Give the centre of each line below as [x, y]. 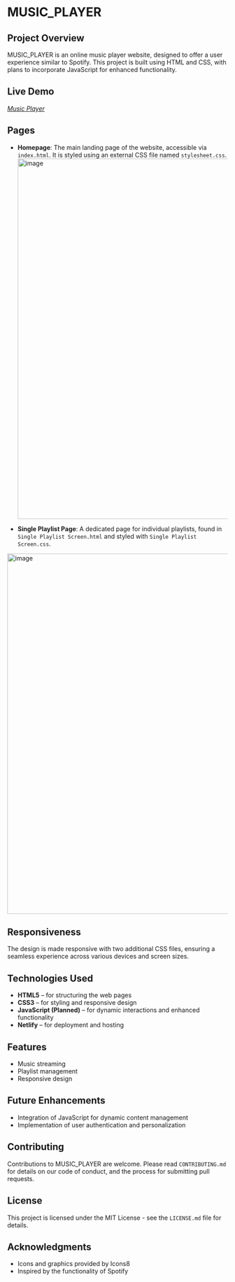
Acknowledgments [50, 1247]
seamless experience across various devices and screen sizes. [98, 957]
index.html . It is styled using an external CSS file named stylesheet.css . [122, 155]
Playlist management [48, 1071]
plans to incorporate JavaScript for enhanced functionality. [92, 70]
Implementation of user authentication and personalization [101, 1125]
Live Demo [31, 92]
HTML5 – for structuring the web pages [74, 995]
